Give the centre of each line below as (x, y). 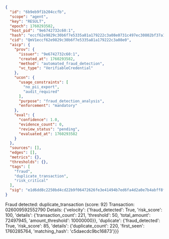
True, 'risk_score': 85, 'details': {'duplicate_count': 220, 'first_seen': (75, 226)
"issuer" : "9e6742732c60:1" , (49, 54)
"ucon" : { (25, 78)
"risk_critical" (31, 181)
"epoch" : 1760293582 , (32, 26)
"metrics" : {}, (26, 157)
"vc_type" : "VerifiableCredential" (56, 68)
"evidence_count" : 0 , (41, 124)
